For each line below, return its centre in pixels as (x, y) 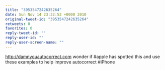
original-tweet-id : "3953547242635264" (47, 19)
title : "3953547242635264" (33, 10)
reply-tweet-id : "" (26, 33)
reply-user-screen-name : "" (35, 42)
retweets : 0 (18, 24)
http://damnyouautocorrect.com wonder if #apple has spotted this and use (82, 56)
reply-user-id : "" (24, 38)
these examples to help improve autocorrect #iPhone (60, 62)
